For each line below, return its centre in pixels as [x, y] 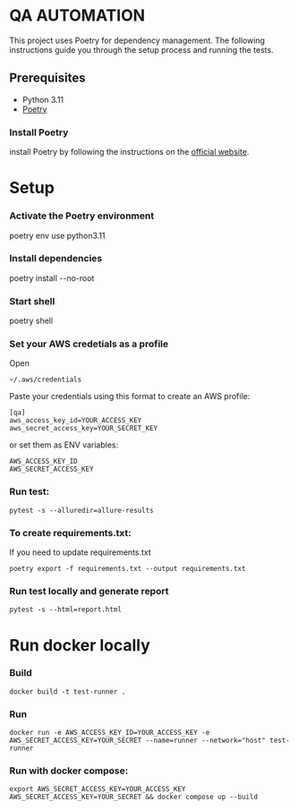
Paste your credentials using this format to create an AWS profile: [130, 396]
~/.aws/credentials [46, 380]
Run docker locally [80, 645]
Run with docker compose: [69, 771]
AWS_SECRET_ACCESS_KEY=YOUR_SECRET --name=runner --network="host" [138, 741]
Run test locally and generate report [89, 591]
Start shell [32, 301]
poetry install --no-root [52, 277]
